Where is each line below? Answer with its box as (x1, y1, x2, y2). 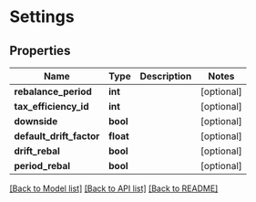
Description (139, 70, 192, 82)
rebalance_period (14, 85, 93, 98)
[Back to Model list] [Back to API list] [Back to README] (9, 183, 219, 194)
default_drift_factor (14, 130, 100, 143)
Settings (9, 6, 75, 27)
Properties (9, 43, 71, 58)
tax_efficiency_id (14, 101, 89, 112)
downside (14, 115, 58, 127)
